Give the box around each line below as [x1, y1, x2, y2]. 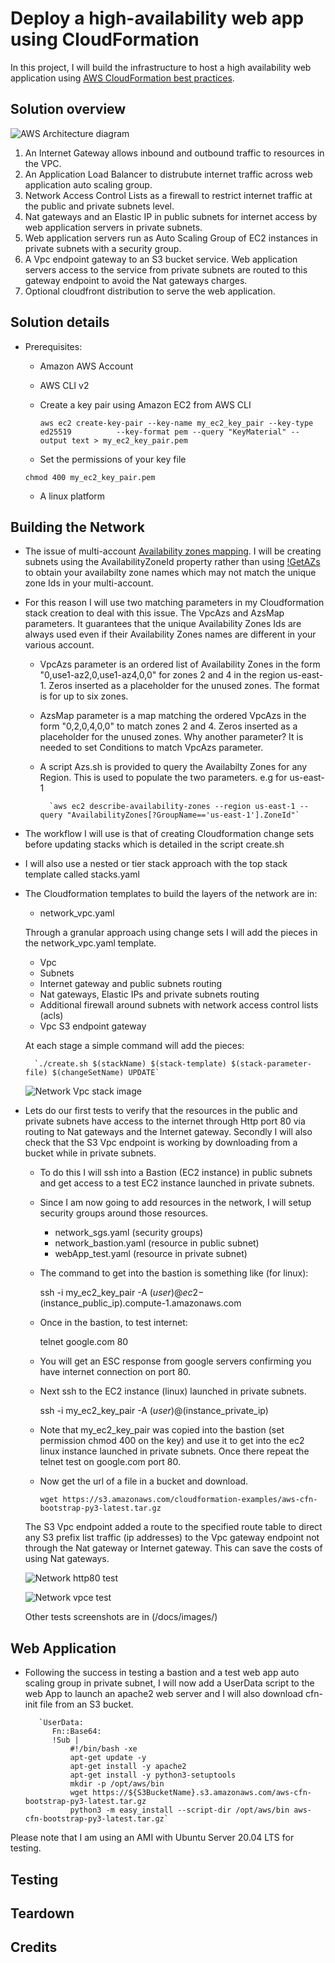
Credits [10, 1939, 58, 1956]
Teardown [10, 1905, 75, 1922]
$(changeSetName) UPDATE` [51, 1068, 160, 1078]
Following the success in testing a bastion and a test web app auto [24, 1667, 300, 1679]
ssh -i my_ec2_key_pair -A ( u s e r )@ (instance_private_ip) [39, 1405, 269, 1417]
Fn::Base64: [51, 1727, 102, 1737]
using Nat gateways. [24, 1553, 110, 1565]
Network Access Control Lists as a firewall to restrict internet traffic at [24, 189, 313, 201]
